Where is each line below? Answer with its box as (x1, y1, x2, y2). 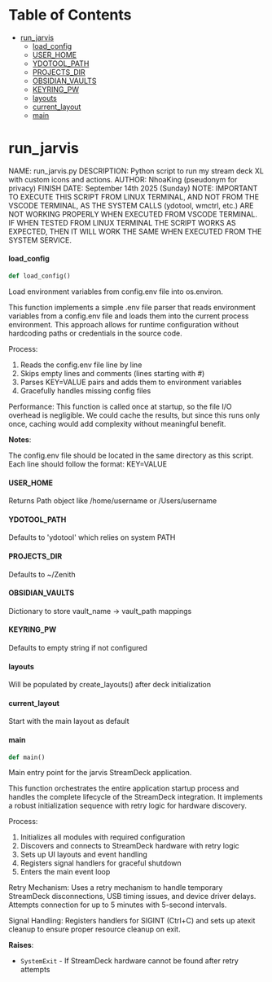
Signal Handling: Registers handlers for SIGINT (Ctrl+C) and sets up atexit (8, 916, 256, 926)
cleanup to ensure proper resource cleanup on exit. (8, 924, 181, 934)
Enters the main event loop (20, 867, 111, 877)
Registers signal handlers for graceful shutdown (20, 858, 182, 868)
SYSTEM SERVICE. (8, 235, 72, 245)
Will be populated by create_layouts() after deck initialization (8, 680, 212, 690)
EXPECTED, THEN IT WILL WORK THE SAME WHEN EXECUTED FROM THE (8, 226, 262, 236)
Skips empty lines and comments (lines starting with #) (20, 368, 205, 378)
